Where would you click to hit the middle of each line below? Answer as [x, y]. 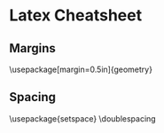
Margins [32, 48]
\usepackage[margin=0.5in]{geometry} [81, 69]
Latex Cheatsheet [76, 16]
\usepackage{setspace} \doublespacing [83, 118]
